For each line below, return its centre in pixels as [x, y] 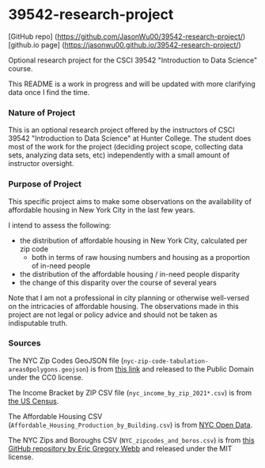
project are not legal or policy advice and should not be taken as [113, 315]
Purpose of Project [45, 184]
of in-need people [61, 266]
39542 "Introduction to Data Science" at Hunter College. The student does [130, 138]
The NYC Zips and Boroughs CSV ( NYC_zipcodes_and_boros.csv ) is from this [131, 440]
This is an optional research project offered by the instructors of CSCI [121, 130]
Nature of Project [42, 112]
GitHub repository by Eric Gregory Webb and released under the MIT [120, 448]
